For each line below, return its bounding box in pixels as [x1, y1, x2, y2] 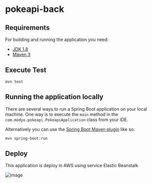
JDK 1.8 [12, 46, 28, 52]
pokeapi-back [5, 3, 64, 15]
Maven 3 [12, 51, 31, 57]
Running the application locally [5, 93, 104, 101]
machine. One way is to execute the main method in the [5, 111, 119, 117]
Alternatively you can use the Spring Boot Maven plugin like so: [5, 126, 136, 132]
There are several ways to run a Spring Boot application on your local [5, 106, 147, 112]
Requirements [5, 23, 50, 32]
